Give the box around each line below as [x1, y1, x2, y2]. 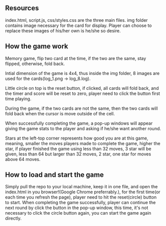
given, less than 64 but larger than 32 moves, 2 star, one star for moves [5, 151, 151, 157]
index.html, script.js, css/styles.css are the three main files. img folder [5, 17, 148, 23]
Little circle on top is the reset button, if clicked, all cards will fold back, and [5, 85, 159, 91]
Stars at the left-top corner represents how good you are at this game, [5, 135, 149, 141]
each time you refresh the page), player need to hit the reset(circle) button [5, 194, 157, 200]
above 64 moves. [5, 156, 41, 162]
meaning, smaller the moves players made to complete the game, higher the [5, 140, 161, 146]
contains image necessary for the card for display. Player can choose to [5, 22, 152, 28]
